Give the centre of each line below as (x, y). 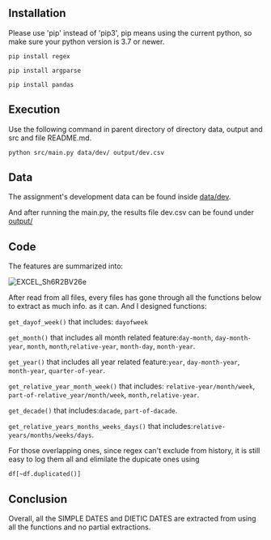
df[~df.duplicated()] (45, 474)
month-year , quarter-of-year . (57, 371)
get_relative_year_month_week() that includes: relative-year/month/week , (132, 386)
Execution (34, 110)
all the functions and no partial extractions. (80, 527)
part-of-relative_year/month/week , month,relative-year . (104, 395)
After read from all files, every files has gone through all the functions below (135, 298)
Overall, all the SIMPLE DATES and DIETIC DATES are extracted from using (132, 519)
